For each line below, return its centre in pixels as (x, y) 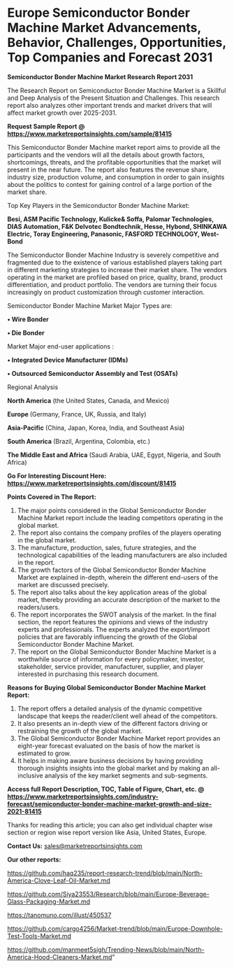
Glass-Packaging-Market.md (49, 902)
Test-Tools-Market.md (39, 936)
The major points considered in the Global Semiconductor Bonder (112, 510)
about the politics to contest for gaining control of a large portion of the (110, 184)
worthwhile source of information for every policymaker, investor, (111, 659)
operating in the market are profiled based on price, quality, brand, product (115, 277)
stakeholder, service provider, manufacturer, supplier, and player (110, 666)
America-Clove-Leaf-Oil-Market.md (59, 881)
